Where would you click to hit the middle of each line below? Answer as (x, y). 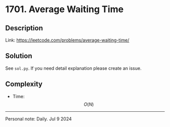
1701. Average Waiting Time (65, 9)
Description (24, 28)
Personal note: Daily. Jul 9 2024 (38, 119)
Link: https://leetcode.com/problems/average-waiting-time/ (67, 40)
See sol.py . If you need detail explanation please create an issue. (73, 68)
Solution (19, 56)
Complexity (24, 84)
